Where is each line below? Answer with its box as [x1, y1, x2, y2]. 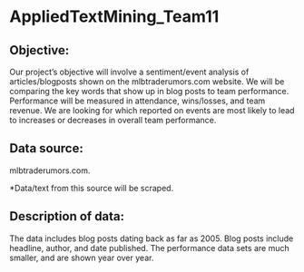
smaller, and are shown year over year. [9, 252, 154, 263]
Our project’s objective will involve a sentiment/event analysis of [9, 66, 250, 77]
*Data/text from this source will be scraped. [9, 182, 174, 193]
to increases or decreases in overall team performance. [9, 115, 217, 125]
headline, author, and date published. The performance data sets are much [9, 242, 289, 253]
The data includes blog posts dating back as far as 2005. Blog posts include [9, 233, 294, 244]
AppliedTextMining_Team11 [9, 6, 220, 27]
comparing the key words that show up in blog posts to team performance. [9, 86, 289, 96]
